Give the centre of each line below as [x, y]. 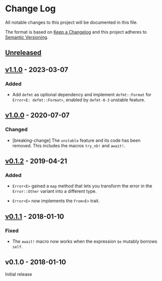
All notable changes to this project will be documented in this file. [72, 22]
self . [18, 247]
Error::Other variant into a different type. [54, 191]
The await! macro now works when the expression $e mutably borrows [85, 241]
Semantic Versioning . [27, 37]
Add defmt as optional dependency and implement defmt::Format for [82, 95]
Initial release [19, 274]
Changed [17, 129]
